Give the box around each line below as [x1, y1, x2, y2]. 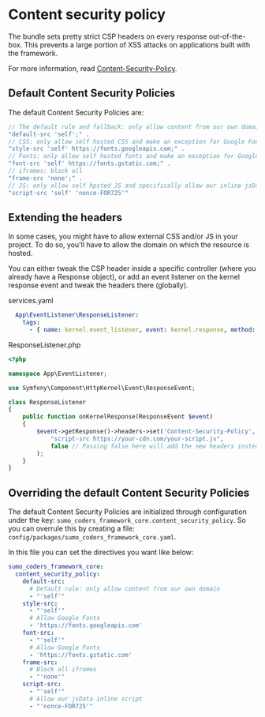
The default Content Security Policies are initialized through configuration [8, 507, 247, 516]
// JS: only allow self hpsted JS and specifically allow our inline [8, 182, 242, 190]
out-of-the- [208, 32, 246, 41]
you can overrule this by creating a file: [8, 524, 136, 534]
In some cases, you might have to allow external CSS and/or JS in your [8, 231, 238, 242]
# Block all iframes [28, 666, 97, 674]
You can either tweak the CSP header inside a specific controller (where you [8, 264, 256, 273]
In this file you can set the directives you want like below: [8, 547, 194, 557]
